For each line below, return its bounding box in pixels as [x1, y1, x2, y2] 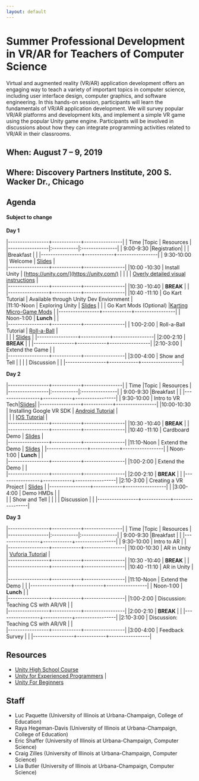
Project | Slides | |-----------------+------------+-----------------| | [6, 483, 172, 490]
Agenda [6, 197, 36, 207]
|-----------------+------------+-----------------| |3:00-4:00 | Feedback [6, 626, 184, 633]
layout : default [6, 8, 46, 15]
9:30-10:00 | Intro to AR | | [122, 537, 187, 545]
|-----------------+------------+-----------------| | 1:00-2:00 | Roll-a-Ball [6, 321, 185, 328]
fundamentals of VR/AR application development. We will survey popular [6, 105, 184, 112]
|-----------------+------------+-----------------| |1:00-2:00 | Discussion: [6, 595, 187, 602]
